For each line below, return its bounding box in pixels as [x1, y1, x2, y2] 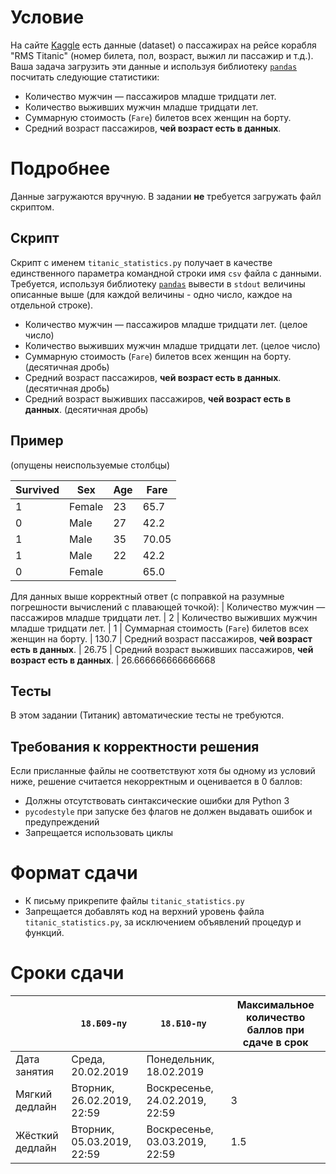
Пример [10, 432, 64, 450]
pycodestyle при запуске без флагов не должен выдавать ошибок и [24, 806, 313, 818]
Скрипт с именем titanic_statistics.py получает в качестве [10, 256, 273, 268]
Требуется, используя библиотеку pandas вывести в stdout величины [10, 277, 306, 290]
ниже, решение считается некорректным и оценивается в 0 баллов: [10, 776, 303, 788]
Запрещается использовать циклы [24, 827, 173, 839]
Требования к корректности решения [10, 738, 260, 755]
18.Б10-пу [160, 1018, 207, 1029]
